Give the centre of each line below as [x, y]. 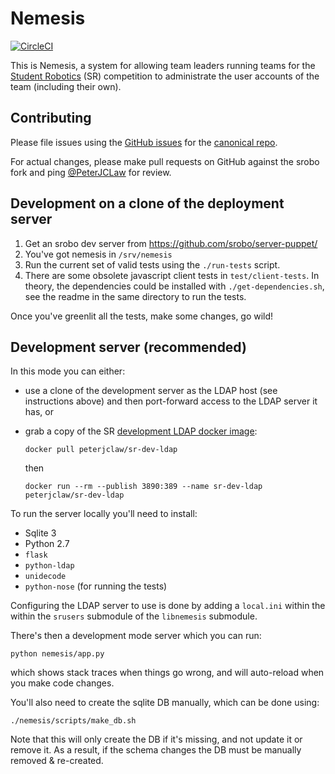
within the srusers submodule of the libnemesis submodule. [134, 616]
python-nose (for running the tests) [96, 586]
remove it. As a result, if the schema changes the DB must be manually [156, 750]
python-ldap [49, 566]
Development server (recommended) [128, 347]
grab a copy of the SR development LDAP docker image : [141, 431]
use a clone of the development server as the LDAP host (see [151, 391]
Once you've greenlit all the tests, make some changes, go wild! [142, 316]
